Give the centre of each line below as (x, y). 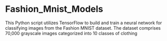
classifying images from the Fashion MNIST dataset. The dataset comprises (83, 28)
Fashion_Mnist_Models (54, 9)
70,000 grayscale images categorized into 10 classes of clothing (71, 33)
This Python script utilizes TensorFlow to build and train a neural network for (83, 23)
